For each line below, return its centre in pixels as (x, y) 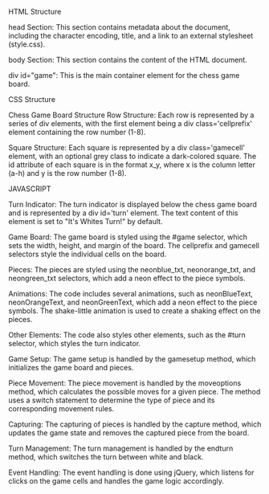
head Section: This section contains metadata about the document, (119, 27)
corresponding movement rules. (61, 408)
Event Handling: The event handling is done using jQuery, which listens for (131, 472)
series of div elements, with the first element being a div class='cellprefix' (130, 123)
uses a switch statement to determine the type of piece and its (112, 400)
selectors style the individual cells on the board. (88, 254)
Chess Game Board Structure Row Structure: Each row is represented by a (131, 115)
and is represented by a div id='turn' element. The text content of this (123, 213)
